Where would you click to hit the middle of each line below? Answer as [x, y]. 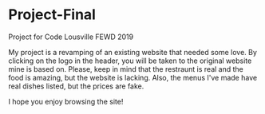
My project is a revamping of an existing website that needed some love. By [133, 52]
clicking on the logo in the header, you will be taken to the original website [130, 61]
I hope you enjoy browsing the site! [66, 101]
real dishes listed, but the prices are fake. [76, 86]
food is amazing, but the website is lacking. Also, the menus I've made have [133, 77]
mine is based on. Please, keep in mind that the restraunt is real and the [126, 69]
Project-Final [52, 15]
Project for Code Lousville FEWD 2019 [71, 37]
